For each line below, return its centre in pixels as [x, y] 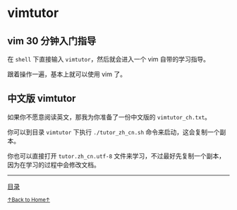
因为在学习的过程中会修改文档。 [54, 165]
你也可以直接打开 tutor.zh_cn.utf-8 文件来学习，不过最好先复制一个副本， [116, 156]
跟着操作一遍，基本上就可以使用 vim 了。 [67, 74]
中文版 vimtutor [42, 99]
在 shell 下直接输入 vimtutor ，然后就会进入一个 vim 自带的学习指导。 [109, 59]
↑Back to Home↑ [29, 199]
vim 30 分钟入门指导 [52, 41]
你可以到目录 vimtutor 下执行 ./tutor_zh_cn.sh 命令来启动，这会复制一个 [114, 132]
